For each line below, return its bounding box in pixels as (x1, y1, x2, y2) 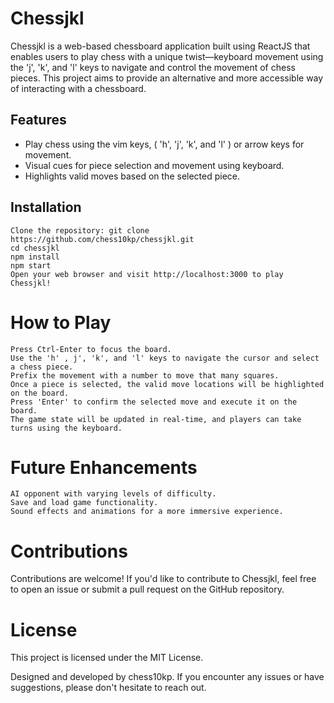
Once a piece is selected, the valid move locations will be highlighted (10, 379, 325, 389)
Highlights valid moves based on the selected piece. (24, 170, 241, 182)
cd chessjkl (10, 243, 60, 253)
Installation (10, 199, 82, 216)
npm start (10, 260, 52, 271)
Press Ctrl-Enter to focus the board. (10, 344, 172, 354)
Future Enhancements (10, 456, 198, 479)
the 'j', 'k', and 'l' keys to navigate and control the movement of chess (10, 61, 296, 73)
